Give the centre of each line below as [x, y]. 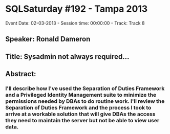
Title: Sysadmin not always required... [67, 57]
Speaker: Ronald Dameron [48, 39]
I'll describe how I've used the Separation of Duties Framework [85, 88]
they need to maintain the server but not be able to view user [82, 121]
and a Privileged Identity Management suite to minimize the [81, 95]
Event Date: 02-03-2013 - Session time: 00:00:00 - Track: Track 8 [75, 23]
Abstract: [21, 74]
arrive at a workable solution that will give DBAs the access [80, 114]
